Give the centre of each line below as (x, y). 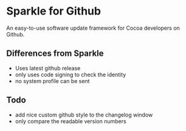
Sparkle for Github (54, 11)
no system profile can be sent (52, 81)
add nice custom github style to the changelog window (84, 115)
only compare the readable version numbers (71, 121)
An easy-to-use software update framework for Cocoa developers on (93, 28)
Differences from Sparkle (55, 54)
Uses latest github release (48, 68)
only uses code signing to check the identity (71, 75)
